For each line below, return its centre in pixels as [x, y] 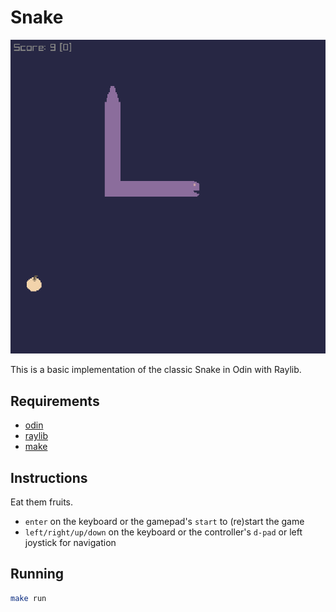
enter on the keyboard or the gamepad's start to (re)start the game [164, 522]
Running [37, 574]
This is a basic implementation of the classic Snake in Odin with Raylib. [156, 370]
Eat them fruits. [42, 502]
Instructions [49, 477]
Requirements [55, 401]
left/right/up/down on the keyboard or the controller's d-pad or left [163, 532]
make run [28, 598]
